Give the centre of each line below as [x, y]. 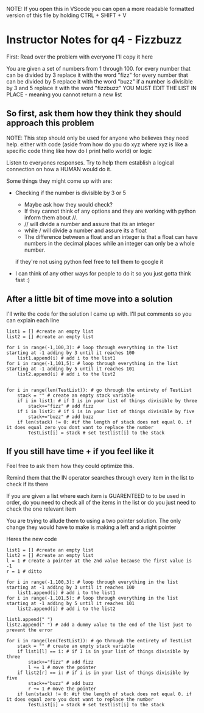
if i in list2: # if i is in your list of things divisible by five [106, 411]
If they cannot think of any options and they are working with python [110, 211]
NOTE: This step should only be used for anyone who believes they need [97, 138]
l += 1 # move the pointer [62, 668]
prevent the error [30, 630]
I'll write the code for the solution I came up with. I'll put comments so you [99, 314]
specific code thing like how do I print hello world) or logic [79, 151]
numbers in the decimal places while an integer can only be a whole [109, 243]
